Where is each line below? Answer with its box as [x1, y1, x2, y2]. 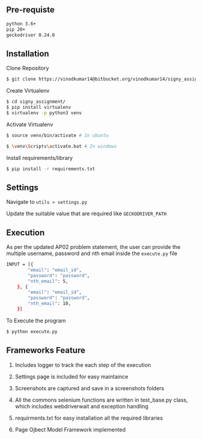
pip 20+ [6, 26, 26, 32]
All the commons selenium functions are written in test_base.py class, [14, 396, 188, 404]
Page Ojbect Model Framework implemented [14, 426, 126, 433]
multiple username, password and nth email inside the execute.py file [6, 250, 177, 257]
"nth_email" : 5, [28, 278, 69, 284]
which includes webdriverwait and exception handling [14, 402, 148, 410]
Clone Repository [6, 64, 49, 72]
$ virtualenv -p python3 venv [6, 109, 82, 116]
